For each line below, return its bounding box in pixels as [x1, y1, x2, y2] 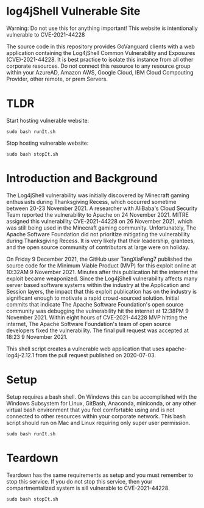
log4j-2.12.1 [6, 351, 35, 358]
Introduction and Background [6, 172, 158, 186]
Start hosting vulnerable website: [6, 117, 90, 124]
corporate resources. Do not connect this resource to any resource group [6, 62, 191, 70]
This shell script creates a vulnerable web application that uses [6, 345, 164, 352]
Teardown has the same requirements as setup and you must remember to [6, 471, 194, 479]
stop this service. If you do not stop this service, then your [6, 477, 153, 485]
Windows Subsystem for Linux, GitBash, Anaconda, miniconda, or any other [6, 399, 197, 407]
